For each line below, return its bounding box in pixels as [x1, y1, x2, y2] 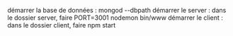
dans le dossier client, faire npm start [7, 21, 116, 29]
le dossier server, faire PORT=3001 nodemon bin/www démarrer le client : [7, 13, 223, 22]
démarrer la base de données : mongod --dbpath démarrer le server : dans [7, 6, 227, 14]
